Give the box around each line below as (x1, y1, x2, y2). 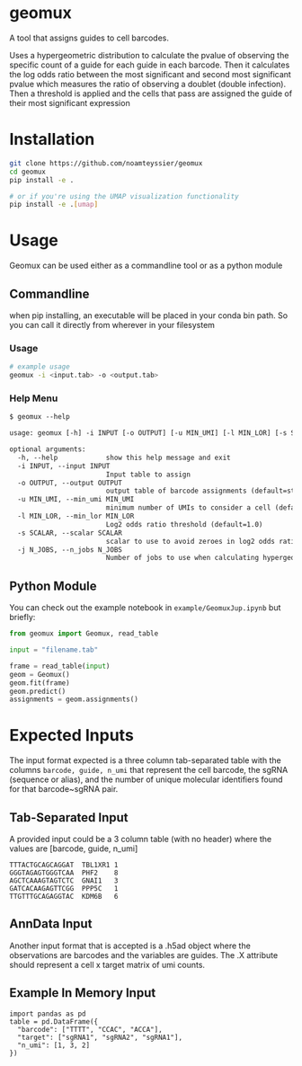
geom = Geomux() (9, 670, 70, 679)
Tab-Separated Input (9, 810, 129, 825)
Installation (9, 129, 95, 150)
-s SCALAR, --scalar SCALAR (17, 529, 123, 537)
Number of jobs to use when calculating (105, 554, 259, 563)
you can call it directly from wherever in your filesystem (9, 320, 216, 330)
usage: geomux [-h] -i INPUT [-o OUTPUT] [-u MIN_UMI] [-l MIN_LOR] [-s (9, 429, 288, 438)
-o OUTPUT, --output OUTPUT (17, 478, 123, 487)
